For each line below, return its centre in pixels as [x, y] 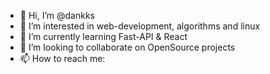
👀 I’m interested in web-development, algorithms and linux [140, 26]
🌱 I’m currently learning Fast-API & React [103, 36]
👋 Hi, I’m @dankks [57, 15]
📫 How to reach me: [62, 58]
